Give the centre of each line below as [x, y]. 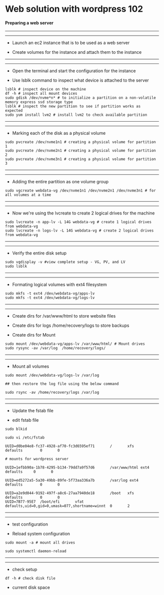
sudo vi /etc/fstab [25, 438]
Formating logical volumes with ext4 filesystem [60, 285]
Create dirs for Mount [34, 335]
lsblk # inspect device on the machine [46, 89]
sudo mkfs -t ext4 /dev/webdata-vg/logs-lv [50, 298]
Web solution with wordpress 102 [74, 9]
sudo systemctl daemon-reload [36, 551]
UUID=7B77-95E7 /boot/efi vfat [44, 502]
